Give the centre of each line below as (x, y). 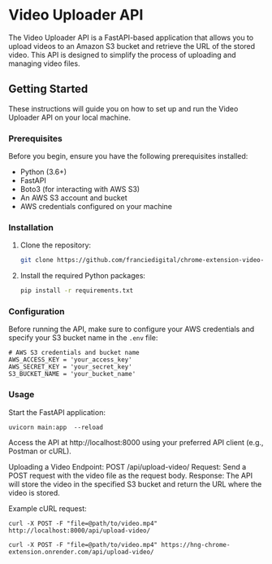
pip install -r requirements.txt (77, 291)
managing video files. (44, 63)
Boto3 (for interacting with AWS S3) (80, 190)
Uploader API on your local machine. (70, 117)
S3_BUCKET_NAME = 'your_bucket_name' (72, 374)
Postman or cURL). (40, 451)
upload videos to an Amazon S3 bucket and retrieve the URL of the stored (132, 46)
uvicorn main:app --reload (56, 427)
